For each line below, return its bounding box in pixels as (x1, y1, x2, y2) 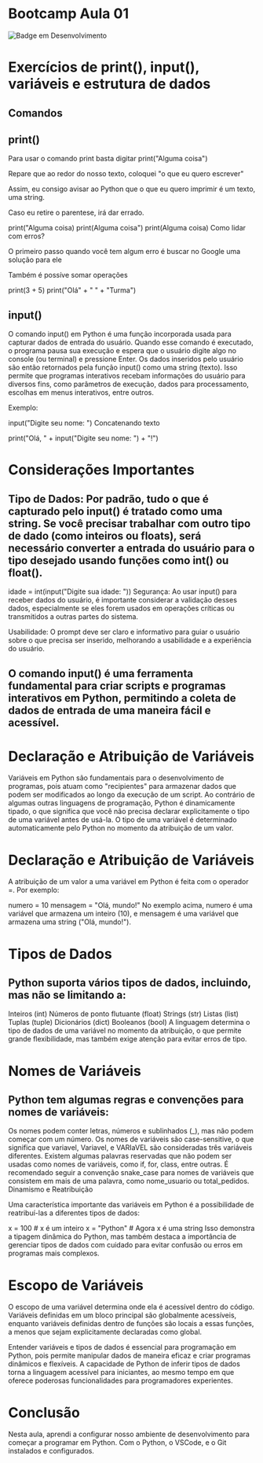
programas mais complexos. (8, 1248, 100, 1258)
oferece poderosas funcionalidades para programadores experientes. (8, 1376, 233, 1385)
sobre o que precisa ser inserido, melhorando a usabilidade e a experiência (8, 636, 252, 645)
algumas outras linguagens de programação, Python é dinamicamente (8, 798, 236, 808)
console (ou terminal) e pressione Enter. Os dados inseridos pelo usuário (8, 355, 243, 364)
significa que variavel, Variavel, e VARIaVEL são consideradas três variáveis (8, 1143, 253, 1152)
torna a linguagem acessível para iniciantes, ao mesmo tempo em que (8, 1368, 235, 1377)
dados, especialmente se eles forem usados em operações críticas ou (8, 603, 236, 614)
